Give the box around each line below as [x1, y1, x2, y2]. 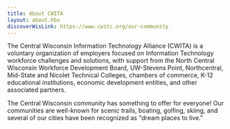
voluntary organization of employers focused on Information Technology [7, 49, 214, 57]
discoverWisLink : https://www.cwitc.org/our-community [7, 23, 169, 30]
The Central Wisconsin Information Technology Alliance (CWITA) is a [7, 42, 204, 50]
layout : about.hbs [7, 17, 60, 23]
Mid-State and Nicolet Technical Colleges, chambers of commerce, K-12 [7, 71, 213, 79]
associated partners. [7, 86, 67, 94]
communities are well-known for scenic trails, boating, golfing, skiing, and [7, 106, 218, 115]
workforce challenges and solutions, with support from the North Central [7, 57, 215, 65]
